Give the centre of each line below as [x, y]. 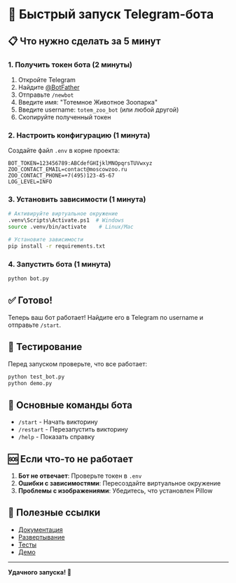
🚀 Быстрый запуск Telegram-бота [111, 14]
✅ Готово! [30, 301]
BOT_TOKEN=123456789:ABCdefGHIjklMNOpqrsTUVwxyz [80, 163]
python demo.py [30, 383]
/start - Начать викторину [58, 422]
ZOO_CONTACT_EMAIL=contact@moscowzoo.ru [68, 170]
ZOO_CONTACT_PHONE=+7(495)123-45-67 [61, 176]
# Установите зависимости [46, 240]
